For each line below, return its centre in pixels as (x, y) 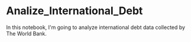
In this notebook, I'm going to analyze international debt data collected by (96, 27)
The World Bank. (27, 33)
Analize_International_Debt (75, 11)
